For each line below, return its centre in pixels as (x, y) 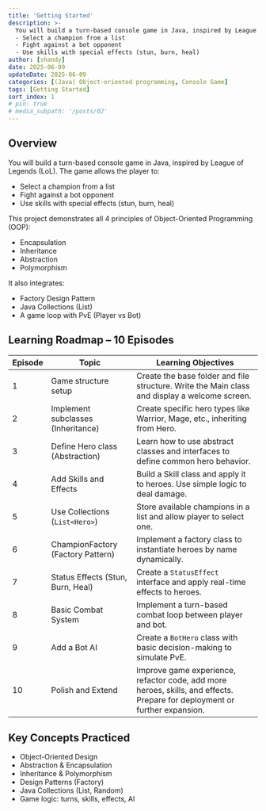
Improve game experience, (186, 670)
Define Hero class (84, 446)
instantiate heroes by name (187, 549)
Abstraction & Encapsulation (66, 765)
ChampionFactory (84, 544)
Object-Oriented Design (59, 757)
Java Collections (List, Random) (72, 790)
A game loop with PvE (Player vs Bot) (80, 315)
